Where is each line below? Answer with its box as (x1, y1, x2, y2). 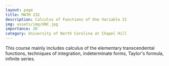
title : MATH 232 (5, 12, 40, 17)
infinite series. (5, 56, 35, 61)
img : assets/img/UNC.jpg (5, 21, 58, 27)
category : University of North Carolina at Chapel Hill (5, 31, 127, 36)
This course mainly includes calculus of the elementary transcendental (5, 45, 155, 51)
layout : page (5, 7, 33, 13)
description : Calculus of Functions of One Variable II (5, 17, 127, 22)
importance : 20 (5, 26, 38, 31)
